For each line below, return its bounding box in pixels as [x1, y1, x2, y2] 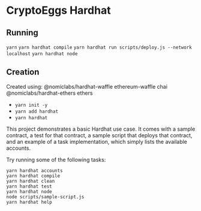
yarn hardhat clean [6, 178, 55, 184]
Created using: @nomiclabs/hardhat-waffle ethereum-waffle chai [6, 83, 168, 90]
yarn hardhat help [6, 199, 52, 205]
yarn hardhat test [6, 183, 52, 189]
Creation [6, 67, 40, 77]
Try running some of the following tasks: [6, 156, 106, 163]
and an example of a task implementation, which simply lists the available [6, 138, 188, 145]
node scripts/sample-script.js [6, 194, 85, 200]
